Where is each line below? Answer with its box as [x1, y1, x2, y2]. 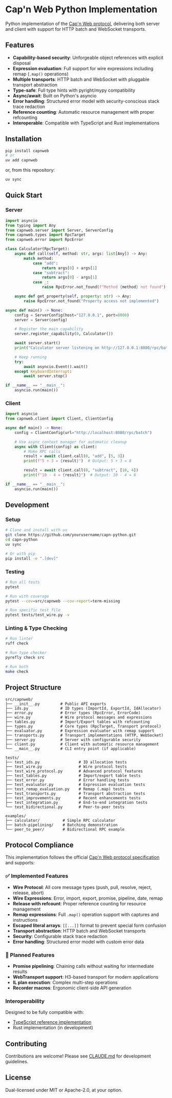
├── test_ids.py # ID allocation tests [5, 759, 127, 764]
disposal [12, 60, 31, 66]
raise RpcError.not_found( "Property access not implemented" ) [24, 298, 159, 303]
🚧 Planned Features [5, 951, 55, 959]
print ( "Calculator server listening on [14, 345, 100, 350]
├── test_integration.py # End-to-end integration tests [5, 800, 147, 805]
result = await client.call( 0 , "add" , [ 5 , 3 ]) [24, 453, 125, 459]
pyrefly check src [5, 655, 45, 660]
